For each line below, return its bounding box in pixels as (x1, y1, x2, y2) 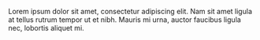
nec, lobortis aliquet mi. (8, 24, 84, 32)
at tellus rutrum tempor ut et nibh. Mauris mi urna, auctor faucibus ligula (8, 15, 242, 24)
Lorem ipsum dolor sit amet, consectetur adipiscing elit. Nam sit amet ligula (8, 7, 252, 16)
